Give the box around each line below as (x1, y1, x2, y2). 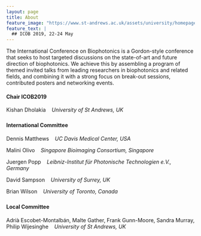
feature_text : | (6, 25, 47, 32)
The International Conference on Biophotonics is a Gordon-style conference (6, 47, 194, 55)
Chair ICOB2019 (6, 93, 47, 100)
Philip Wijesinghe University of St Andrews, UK (6, 223, 126, 230)
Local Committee (6, 203, 50, 210)
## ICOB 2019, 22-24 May (11, 31, 74, 37)
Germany (6, 164, 29, 171)
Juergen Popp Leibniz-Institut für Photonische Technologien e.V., (6, 158, 172, 165)
